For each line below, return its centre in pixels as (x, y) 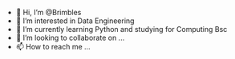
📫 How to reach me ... (53, 47)
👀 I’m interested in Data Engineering (75, 21)
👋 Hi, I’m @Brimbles (49, 12)
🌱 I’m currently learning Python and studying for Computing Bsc (122, 29)
